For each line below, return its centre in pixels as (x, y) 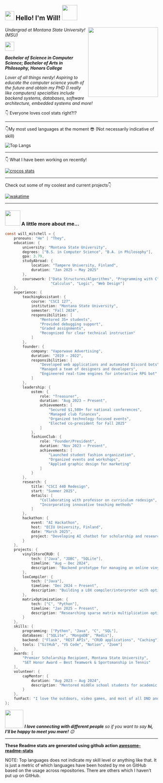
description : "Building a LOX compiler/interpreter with (90, 590)
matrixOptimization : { (45, 599)
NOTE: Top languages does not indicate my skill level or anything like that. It (81, 760)
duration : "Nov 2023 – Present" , (73, 446)
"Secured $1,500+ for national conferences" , (95, 410)
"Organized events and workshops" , (84, 459)
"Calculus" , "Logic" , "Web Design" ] (88, 283)
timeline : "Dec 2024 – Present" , (65, 586)
